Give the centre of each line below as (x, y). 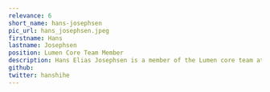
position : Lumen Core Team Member (66, 53)
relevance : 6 (30, 16)
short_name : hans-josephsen (55, 23)
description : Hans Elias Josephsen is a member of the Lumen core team (131, 61)
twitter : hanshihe (39, 75)
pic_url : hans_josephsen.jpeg (59, 30)
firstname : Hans (35, 38)
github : (21, 68)
